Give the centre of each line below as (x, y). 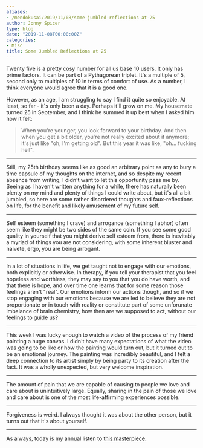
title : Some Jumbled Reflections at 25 (56, 51)
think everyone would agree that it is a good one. (67, 88)
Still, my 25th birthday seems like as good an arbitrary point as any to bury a (101, 167)
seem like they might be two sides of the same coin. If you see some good (99, 229)
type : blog (20, 29)
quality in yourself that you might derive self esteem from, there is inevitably (101, 236)
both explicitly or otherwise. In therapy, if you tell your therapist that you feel (101, 272)
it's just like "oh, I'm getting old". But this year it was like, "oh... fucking (109, 143)
